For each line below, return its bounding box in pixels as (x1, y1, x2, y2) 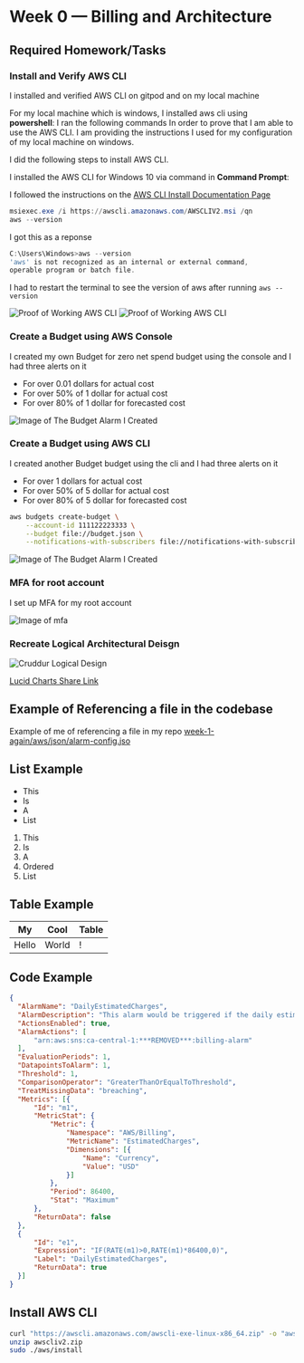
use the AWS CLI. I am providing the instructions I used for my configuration (9, 127, 292, 138)
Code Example (9, 969, 93, 984)
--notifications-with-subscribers (25, 537, 156, 547)
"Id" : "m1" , (33, 1103, 79, 1112)
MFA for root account (9, 577, 105, 590)
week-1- (184, 725, 215, 736)
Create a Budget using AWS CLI (9, 437, 151, 450)
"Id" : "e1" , (33, 1238, 79, 1247)
